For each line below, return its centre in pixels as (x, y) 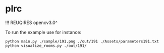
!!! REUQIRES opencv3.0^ (32, 22)
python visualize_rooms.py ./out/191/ (46, 45)
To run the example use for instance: (43, 32)
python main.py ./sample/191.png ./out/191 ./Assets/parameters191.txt (82, 41)
